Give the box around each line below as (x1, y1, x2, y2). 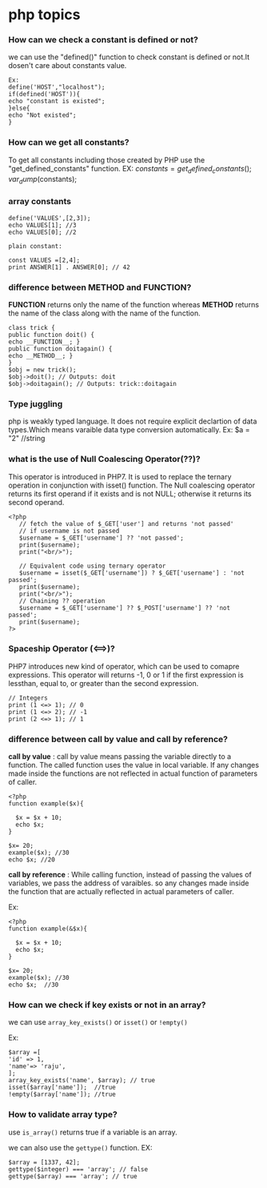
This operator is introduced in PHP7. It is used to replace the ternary (8, 472, 232, 481)
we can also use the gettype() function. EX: (8, 1142, 153, 1152)
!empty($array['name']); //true (8, 1090, 116, 1098)
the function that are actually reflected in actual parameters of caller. (8, 887, 234, 897)
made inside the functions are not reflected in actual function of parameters (8, 769, 258, 778)
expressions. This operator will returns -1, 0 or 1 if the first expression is (8, 670, 244, 680)
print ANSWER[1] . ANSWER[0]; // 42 (8, 263, 130, 271)
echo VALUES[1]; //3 (8, 221, 78, 229)
